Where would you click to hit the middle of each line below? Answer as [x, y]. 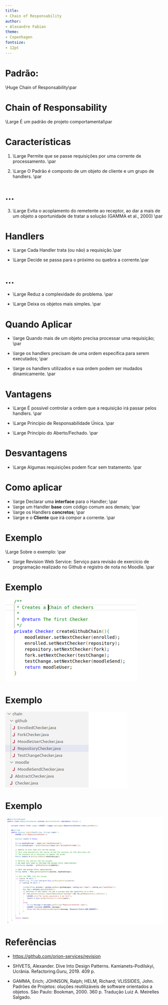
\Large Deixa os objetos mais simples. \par [57, 304]
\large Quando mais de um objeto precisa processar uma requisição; [83, 338]
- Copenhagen [19, 37]
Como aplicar [34, 488]
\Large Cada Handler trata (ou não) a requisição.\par [67, 250]
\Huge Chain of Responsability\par [41, 87]
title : [12, 11]
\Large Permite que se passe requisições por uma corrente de [77, 156]
